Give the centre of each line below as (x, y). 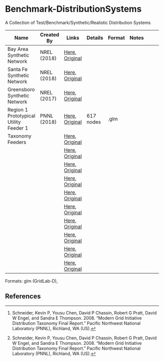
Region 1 (18, 110)
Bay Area (18, 49)
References (23, 297)
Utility (14, 122)
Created (50, 34)
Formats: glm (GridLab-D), (31, 281)
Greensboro (21, 89)
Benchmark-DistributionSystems (73, 9)
